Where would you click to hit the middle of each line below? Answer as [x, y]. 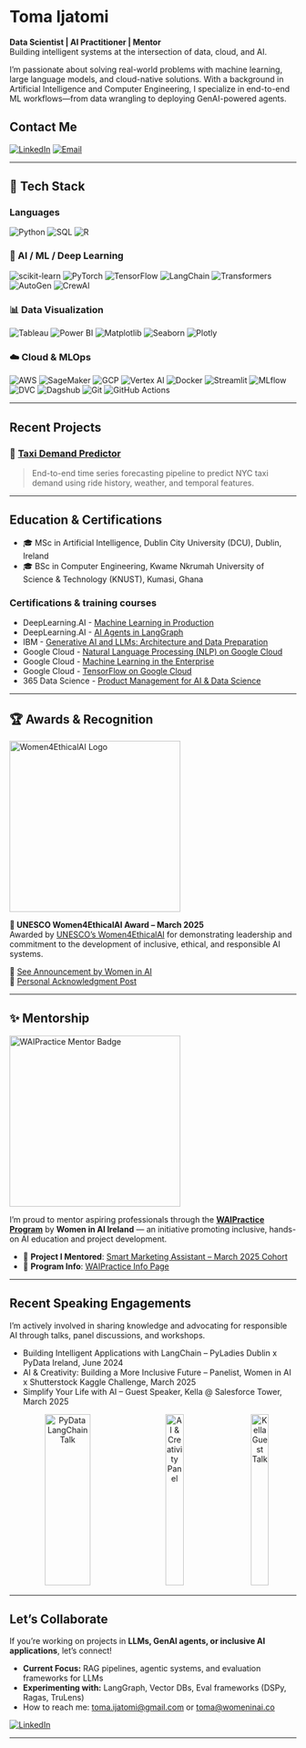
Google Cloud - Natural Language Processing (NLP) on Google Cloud [153, 652]
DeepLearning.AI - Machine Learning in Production [118, 623]
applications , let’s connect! [61, 1651]
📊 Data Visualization [56, 309]
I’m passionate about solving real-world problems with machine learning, [146, 69]
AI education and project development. [94, 1239]
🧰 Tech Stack [47, 187]
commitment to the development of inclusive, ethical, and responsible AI [145, 944]
